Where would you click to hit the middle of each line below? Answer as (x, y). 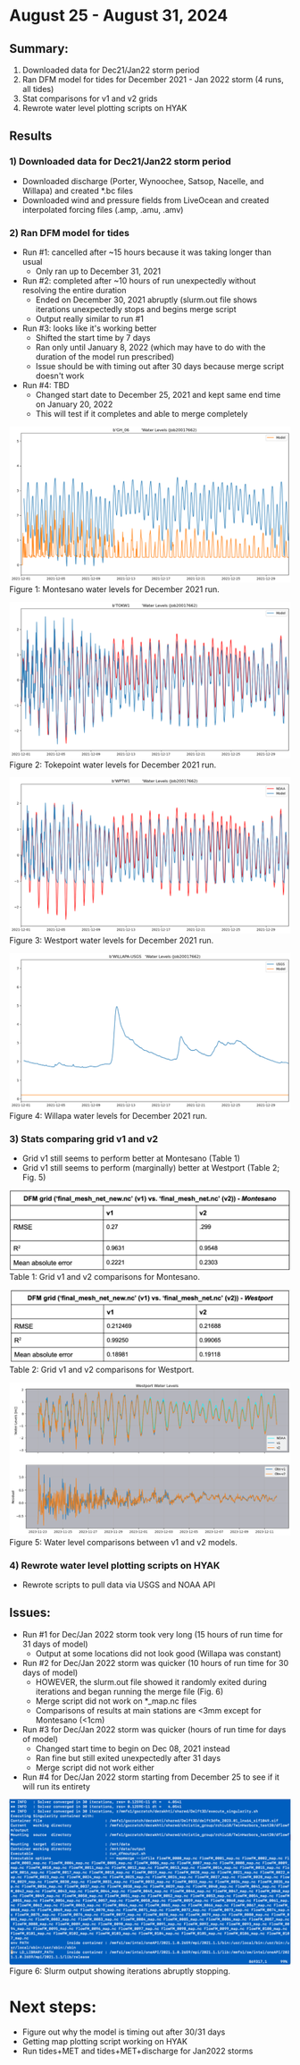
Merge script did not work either (95, 1767)
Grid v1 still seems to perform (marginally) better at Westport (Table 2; (150, 1168)
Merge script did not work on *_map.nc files (116, 1701)
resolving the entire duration (74, 290)
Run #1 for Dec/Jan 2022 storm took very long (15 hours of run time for (153, 1634)
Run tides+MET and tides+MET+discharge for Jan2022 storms (137, 2051)
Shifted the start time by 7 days (93, 337)
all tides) (38, 89)
